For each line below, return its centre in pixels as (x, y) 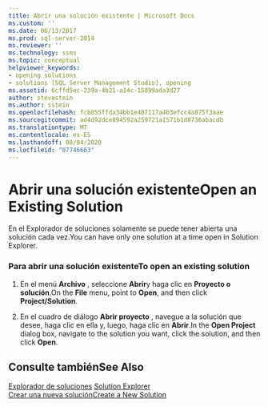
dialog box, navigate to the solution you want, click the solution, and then (140, 333)
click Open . (39, 342)
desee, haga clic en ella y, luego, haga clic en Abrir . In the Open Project (138, 324)
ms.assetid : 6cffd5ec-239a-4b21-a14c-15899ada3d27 (94, 90)
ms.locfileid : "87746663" (51, 150)
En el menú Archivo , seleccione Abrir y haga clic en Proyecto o (125, 284)
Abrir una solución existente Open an (133, 189)
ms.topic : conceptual (44, 61)
